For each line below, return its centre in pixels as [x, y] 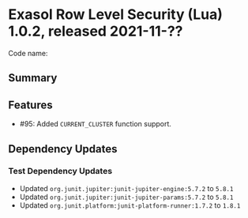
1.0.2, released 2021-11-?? [96, 31]
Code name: [28, 53]
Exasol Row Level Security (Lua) [115, 15]
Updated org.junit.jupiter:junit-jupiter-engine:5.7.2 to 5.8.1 [126, 188]
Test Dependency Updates [60, 171]
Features [30, 105]
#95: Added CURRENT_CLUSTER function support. [96, 124]
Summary [33, 78]
